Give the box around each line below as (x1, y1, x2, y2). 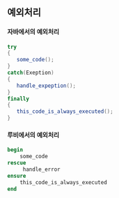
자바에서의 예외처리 (7, 27, 60, 36)
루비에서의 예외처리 (7, 130, 60, 139)
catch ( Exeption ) (7, 69, 54, 77)
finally (7, 95, 30, 102)
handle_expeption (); (16, 82, 77, 89)
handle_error (22, 166, 61, 173)
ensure (7, 172, 26, 179)
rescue (7, 160, 26, 167)
